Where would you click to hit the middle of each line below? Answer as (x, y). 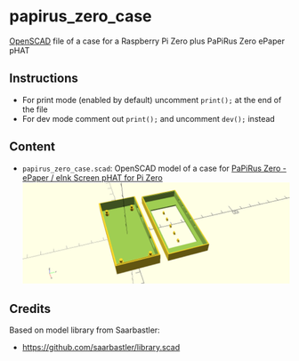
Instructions (44, 79)
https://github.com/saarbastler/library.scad (101, 348)
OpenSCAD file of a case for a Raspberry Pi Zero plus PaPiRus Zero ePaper (147, 41)
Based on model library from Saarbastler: (85, 330)
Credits (30, 309)
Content (32, 147)
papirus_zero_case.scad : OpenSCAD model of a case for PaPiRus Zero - (154, 168)
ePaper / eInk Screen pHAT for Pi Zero (92, 177)
